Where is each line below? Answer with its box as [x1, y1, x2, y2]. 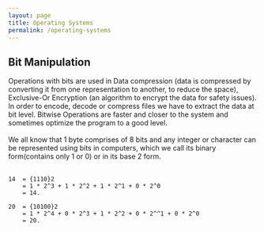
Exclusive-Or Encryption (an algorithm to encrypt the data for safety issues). [8, 93, 257, 102]
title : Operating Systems [8, 19, 93, 27]
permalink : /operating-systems [8, 26, 111, 34]
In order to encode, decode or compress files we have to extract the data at [8, 102, 255, 111]
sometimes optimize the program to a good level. [8, 118, 168, 128]
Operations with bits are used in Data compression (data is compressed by [8, 76, 251, 86]
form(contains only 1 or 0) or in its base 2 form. [8, 151, 161, 162]
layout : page [8, 11, 51, 20]
